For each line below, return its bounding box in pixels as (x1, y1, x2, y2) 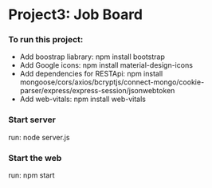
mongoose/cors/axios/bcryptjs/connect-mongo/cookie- (19, 77, 205, 87)
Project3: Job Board (8, 6, 143, 24)
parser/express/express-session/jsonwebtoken (19, 86, 175, 96)
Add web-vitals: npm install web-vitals (19, 94, 146, 104)
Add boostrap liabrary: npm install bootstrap (19, 52, 165, 61)
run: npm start (8, 170, 55, 180)
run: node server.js (8, 132, 70, 142)
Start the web (8, 152, 62, 163)
